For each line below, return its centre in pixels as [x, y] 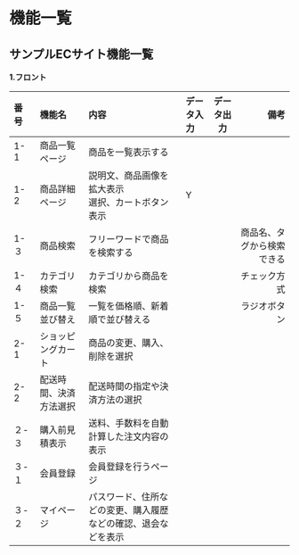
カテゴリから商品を [129, 276]
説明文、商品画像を [129, 175]
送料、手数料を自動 [129, 423]
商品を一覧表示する [129, 152]
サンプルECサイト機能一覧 [81, 54]
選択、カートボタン [129, 202]
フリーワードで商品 [129, 239]
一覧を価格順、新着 [129, 306]
